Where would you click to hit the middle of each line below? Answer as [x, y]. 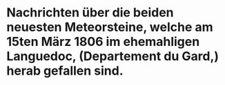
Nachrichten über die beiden [90, 13]
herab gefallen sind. [65, 71]
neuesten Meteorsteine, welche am [110, 27]
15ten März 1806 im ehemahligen [103, 42]
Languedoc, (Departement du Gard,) [112, 57]
